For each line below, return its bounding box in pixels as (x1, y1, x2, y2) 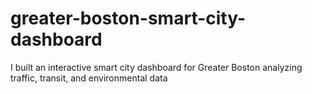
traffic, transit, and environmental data (10, 72, 168, 84)
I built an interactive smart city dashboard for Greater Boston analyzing (10, 61, 303, 73)
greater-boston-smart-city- (10, 7, 247, 30)
